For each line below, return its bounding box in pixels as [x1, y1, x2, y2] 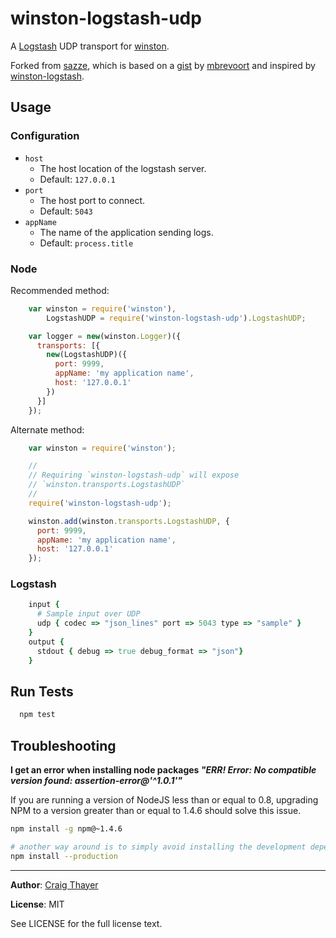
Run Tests [10, 683, 74, 700]
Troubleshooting [10, 737, 117, 754]
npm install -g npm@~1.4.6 [10, 824, 123, 834]
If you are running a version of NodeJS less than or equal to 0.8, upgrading [10, 794, 319, 806]
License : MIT [10, 898, 65, 910]
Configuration [10, 129, 80, 143]
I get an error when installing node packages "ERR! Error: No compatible [10, 764, 317, 776]
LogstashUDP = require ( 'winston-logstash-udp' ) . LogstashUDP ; [46, 313, 307, 323]
